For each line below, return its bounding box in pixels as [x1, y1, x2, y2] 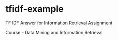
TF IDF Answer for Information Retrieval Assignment [5, 20, 113, 26]
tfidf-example [5, 3, 64, 15]
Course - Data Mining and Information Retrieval [5, 29, 103, 35]
